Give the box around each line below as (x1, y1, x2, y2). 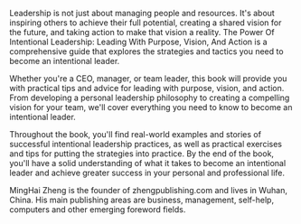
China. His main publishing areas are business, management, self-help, (9, 194, 274, 205)
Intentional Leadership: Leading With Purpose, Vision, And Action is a (9, 36, 268, 47)
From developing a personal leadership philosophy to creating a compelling (9, 92, 290, 103)
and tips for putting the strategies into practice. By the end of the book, (9, 148, 274, 159)
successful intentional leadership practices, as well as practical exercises (9, 139, 283, 149)
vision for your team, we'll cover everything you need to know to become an (9, 102, 293, 112)
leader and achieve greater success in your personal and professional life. (9, 167, 286, 178)
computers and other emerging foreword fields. (9, 204, 186, 215)
